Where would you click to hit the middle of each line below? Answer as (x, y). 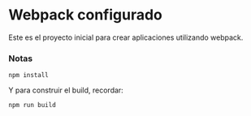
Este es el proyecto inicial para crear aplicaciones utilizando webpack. (126, 37)
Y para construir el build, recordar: (66, 90)
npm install (28, 75)
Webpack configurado (85, 15)
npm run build (32, 105)
